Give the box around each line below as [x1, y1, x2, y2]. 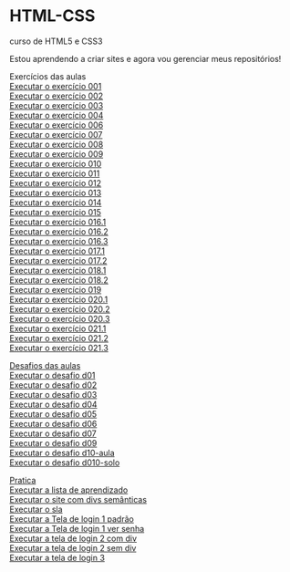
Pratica [9, 474, 36, 485]
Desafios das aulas [9, 359, 81, 370]
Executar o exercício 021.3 [9, 342, 109, 353]
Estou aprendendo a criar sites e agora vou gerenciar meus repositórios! [9, 53, 282, 64]
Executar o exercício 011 [9, 168, 100, 179]
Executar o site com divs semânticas [9, 494, 148, 504]
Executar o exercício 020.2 [9, 303, 111, 315]
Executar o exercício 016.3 [9, 235, 109, 246]
